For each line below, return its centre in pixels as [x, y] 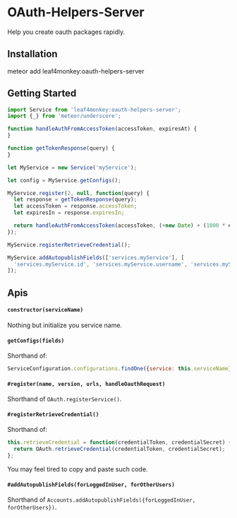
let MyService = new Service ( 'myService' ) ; [72, 167]
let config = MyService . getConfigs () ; [64, 180]
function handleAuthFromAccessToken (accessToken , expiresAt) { [102, 129]
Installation [32, 54]
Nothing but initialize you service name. [65, 325]
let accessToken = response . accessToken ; [75, 206]
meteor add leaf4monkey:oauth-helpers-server [76, 71]
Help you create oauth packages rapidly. [66, 32]
